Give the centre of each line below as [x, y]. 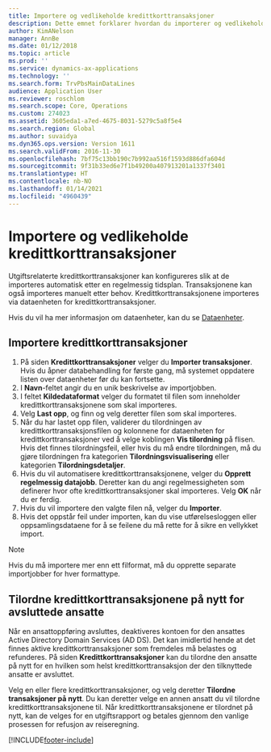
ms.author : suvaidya [43, 136]
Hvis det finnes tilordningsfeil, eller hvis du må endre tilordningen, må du [140, 448]
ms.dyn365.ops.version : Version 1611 [72, 144]
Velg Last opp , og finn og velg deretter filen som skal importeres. [128, 414]
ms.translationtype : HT [48, 174]
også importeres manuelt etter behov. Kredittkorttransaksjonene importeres [134, 293]
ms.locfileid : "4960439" [50, 196]
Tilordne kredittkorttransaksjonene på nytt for [126, 599]
